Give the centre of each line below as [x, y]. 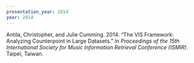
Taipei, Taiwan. [25, 53]
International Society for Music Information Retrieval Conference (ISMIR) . [97, 47]
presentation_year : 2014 [37, 12]
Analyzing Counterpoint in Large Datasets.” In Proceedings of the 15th [93, 41]
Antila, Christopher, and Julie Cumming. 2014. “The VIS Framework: [90, 34]
